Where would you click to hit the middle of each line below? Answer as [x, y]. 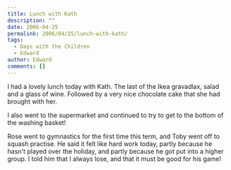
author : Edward [30, 60]
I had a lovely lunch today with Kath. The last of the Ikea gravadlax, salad [113, 86]
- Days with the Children [52, 47]
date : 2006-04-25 [33, 27]
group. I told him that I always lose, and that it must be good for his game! [114, 159]
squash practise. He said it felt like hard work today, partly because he [110, 144]
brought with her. [32, 101]
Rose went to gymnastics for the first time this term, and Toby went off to [114, 136]
